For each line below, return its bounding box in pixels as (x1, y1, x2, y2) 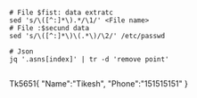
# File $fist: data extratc (9, 8, 114, 17)
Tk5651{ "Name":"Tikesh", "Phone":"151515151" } (9, 78, 189, 89)
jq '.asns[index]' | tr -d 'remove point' (9, 54, 169, 63)
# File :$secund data (9, 23, 90, 32)
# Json (9, 46, 34, 56)
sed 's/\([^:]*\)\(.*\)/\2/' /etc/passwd (9, 31, 166, 40)
